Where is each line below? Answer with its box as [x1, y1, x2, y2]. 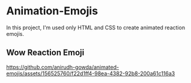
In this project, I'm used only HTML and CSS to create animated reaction [6, 24, 185, 31]
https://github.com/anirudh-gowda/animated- [6, 63, 119, 70]
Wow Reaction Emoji [6, 48, 85, 58]
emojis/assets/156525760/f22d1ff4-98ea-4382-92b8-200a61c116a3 [6, 70, 175, 77]
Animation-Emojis [6, 4, 98, 18]
